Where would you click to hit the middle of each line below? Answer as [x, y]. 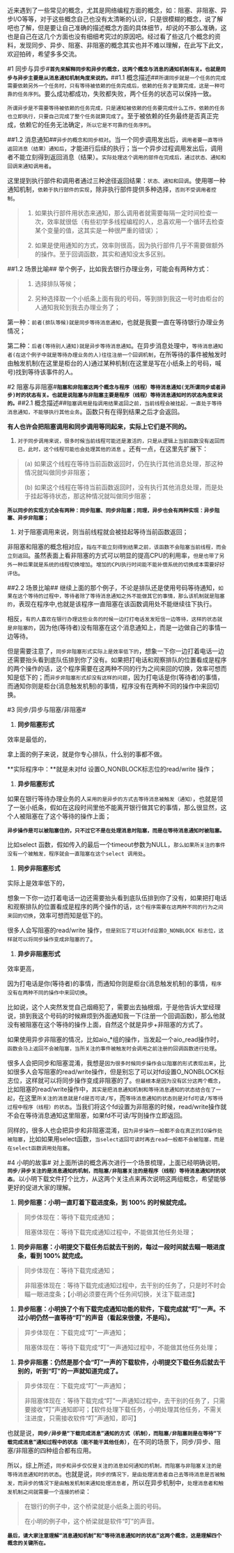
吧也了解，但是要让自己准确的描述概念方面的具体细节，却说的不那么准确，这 [117, 28]
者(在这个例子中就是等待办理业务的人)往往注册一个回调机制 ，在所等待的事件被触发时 [117, 354]
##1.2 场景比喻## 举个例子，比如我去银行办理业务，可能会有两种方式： [109, 269]
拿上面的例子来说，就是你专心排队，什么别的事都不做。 [86, 754]
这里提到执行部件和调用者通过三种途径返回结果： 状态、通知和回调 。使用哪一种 [117, 181]
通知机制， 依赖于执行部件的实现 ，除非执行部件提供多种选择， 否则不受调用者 [109, 189]
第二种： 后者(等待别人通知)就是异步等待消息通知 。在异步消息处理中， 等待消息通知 [115, 346]
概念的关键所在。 [28, 1543]
